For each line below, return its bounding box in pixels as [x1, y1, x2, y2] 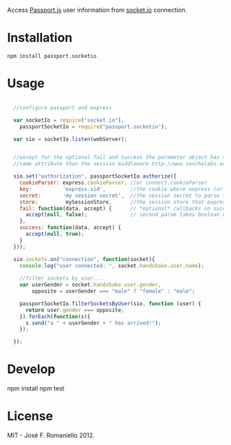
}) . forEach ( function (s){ [19, 313, 91, 320]
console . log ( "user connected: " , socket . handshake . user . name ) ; [19, 262, 205, 269]
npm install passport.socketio [7, 52, 97, 59]
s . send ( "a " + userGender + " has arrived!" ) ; [25, 320, 162, 327]
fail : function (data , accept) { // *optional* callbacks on [19, 205, 211, 212]
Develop [7, 362, 56, 377]
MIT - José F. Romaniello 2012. [7, 431, 95, 439]
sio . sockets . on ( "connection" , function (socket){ [13, 256, 155, 262]
